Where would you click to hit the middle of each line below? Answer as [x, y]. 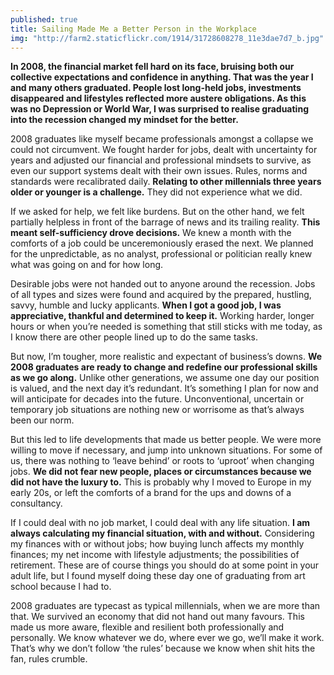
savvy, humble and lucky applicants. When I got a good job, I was [146, 305]
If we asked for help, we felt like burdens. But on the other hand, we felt [157, 212]
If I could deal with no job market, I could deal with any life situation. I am [160, 523]
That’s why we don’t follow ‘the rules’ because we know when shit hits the [163, 648]
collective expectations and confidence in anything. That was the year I [162, 77]
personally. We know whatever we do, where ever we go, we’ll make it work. [167, 638]
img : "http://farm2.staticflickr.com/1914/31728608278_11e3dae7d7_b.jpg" [167, 38]
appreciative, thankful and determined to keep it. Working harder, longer [162, 316]
